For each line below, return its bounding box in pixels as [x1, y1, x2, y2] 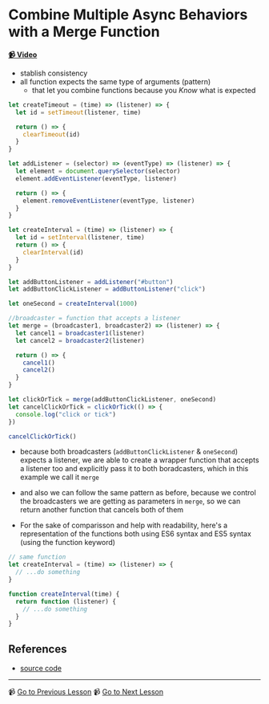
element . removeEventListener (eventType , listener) [22, 197, 195, 205]
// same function [8, 553, 66, 561]
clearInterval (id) [22, 248, 84, 256]
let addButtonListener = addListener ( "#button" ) [8, 278, 174, 286]
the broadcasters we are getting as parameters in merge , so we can [19, 496, 241, 507]
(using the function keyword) [19, 538, 116, 547]
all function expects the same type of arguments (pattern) [19, 76, 211, 86]
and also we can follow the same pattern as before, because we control [19, 488, 256, 498]
